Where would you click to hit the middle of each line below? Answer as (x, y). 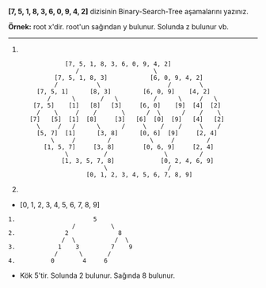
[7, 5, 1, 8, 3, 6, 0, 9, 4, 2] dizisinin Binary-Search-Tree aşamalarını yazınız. (129, 11)
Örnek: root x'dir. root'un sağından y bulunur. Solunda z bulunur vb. (119, 27)
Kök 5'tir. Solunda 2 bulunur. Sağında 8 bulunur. (97, 275)
